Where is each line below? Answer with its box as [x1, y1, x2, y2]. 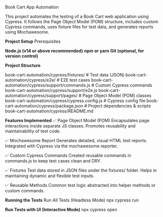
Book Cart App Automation [5, 4, 59, 10]
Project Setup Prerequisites [5, 38, 61, 44]
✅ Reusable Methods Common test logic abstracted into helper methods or [5, 182, 156, 188]
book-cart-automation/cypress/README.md [5, 108, 94, 114]
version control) [5, 53, 38, 59]
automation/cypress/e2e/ [5, 77, 56, 83]
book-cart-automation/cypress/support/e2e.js [5, 88, 98, 93]
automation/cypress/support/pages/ [5, 92, 78, 98]
